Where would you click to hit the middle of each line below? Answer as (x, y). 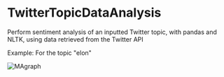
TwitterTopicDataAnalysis (84, 13)
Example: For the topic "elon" (50, 53)
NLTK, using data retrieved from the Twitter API (75, 39)
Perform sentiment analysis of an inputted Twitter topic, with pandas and (112, 32)
